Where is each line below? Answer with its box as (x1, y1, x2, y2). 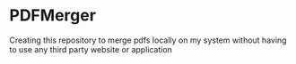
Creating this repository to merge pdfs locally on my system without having (9, 35, 287, 45)
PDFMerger (9, 5, 97, 26)
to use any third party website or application (9, 44, 173, 54)
